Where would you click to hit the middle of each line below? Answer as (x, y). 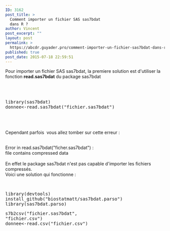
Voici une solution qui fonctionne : (41, 174)
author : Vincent (22, 29)
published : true (22, 52)
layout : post (19, 38)
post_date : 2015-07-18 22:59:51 (39, 57)
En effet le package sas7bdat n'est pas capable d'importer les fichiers (78, 164)
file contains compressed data (37, 153)
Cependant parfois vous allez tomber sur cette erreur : (62, 132)
